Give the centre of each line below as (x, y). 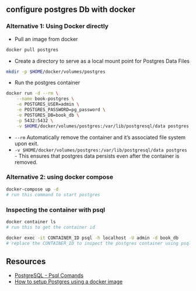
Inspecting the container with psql (56, 210)
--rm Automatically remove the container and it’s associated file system (100, 137)
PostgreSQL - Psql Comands (49, 276)
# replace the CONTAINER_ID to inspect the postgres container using (92, 243)
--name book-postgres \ (45, 99)
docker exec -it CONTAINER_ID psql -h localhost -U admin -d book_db (92, 238)
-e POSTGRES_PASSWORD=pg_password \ (61, 110)
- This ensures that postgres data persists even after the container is (97, 156)
